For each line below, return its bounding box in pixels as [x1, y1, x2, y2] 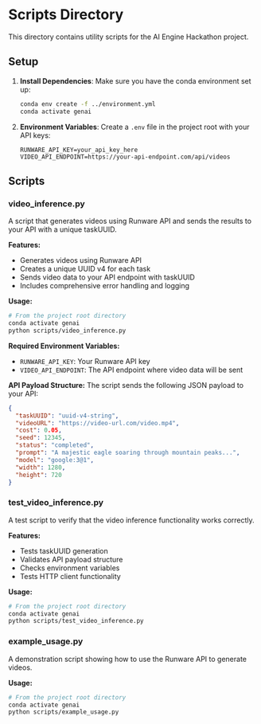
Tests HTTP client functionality [19, 571, 121, 581]
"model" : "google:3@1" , [15, 456, 94, 464]
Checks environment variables [19, 563, 120, 573]
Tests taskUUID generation [19, 546, 109, 555]
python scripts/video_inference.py [8, 327, 127, 335]
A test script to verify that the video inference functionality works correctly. [8, 515, 255, 525]
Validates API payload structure [19, 554, 123, 564]
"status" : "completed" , [15, 441, 94, 449]
